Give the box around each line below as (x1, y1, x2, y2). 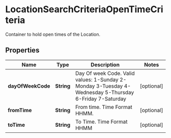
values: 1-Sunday (75, 76, 119, 83)
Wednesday (75, 89, 104, 96)
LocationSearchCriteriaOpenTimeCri (5, 4, 164, 15)
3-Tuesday (96, 82, 123, 90)
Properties (5, 46, 40, 54)
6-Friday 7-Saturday (75, 95, 126, 102)
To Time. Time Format (75, 118, 128, 125)
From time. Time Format (75, 103, 132, 111)
